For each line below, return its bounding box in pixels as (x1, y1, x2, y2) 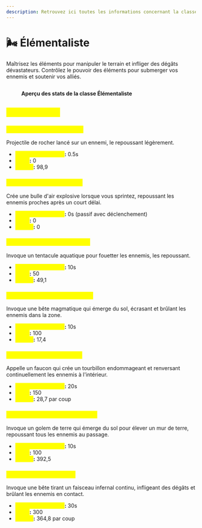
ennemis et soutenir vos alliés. (6, 73, 82, 80)
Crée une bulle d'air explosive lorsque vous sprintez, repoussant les (6, 192, 174, 200)
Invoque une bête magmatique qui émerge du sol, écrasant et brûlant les (6, 305, 186, 312)
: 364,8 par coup (33, 515, 75, 522)
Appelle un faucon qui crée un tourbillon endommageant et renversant (6, 365, 180, 372)
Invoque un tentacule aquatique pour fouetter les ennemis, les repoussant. (6, 251, 191, 259)
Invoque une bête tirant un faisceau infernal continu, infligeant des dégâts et (6, 484, 195, 491)
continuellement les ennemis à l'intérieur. (6, 371, 108, 379)
